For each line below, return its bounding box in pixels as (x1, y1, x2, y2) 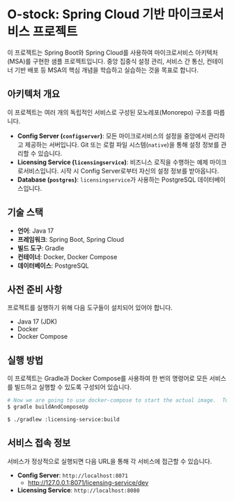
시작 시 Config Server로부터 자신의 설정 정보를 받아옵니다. (60, 166, 219, 175)
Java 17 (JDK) (17, 317, 58, 326)
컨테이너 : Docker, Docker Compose (17, 252, 118, 261)
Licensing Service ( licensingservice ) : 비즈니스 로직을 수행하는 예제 (17, 158, 209, 166)
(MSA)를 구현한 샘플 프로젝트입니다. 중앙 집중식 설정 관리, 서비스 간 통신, (7, 57, 205, 65)
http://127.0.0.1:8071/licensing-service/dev (27, 478, 148, 486)
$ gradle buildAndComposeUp (7, 403, 89, 411)
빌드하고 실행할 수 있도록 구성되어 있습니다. (14, 383, 132, 391)
